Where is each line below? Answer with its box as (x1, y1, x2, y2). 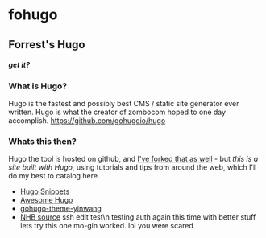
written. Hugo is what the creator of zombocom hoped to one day (8, 107, 227, 117)
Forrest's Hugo (8, 38, 85, 51)
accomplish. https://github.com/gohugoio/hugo (8, 115, 166, 125)
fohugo (8, 6, 58, 24)
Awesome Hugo (19, 195, 73, 205)
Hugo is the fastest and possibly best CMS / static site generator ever (8, 98, 239, 108)
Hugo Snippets (19, 187, 70, 196)
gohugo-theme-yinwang (19, 203, 102, 214)
